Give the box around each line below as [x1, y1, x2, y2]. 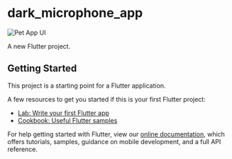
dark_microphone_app [7, 5, 143, 21]
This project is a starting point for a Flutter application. [7, 81, 166, 90]
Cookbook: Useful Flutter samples [17, 116, 118, 124]
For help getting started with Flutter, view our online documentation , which [7, 129, 226, 139]
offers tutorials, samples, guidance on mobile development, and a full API [7, 137, 221, 146]
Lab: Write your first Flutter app [17, 108, 110, 117]
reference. [7, 145, 38, 153]
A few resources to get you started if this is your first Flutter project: [7, 95, 206, 103]
